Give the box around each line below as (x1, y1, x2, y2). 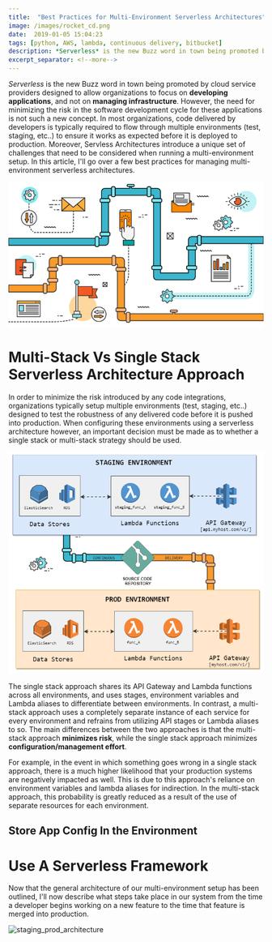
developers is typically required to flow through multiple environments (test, (8, 122, 261, 131)
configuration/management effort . (8, 742, 127, 751)
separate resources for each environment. (8, 801, 149, 811)
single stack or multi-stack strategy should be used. (8, 435, 182, 445)
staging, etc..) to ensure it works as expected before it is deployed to (8, 131, 238, 140)
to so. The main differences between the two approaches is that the (8, 725, 235, 734)
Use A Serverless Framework (8, 856, 209, 875)
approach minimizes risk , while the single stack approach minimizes (28, 734, 257, 743)
